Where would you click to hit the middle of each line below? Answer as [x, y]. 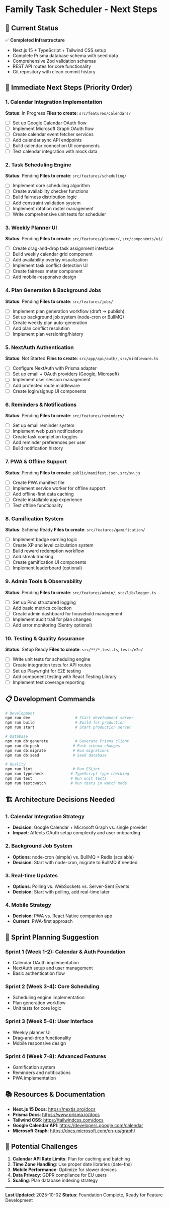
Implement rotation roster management [53, 208]
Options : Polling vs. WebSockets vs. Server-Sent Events [71, 886]
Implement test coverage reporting [48, 682]
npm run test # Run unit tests [56, 779]
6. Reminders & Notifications [41, 405]
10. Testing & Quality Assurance [45, 639]
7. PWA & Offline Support [36, 462]
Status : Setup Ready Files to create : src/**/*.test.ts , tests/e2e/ [74, 650]
